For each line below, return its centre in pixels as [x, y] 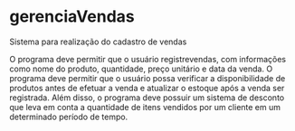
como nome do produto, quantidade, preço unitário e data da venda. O [141, 69]
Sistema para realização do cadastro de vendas [98, 42]
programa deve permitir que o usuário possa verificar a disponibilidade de [147, 78]
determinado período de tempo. [69, 117]
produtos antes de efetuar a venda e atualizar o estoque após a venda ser [147, 88]
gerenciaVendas [72, 17]
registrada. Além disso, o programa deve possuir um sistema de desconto [147, 98]
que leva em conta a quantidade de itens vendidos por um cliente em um [145, 107]
